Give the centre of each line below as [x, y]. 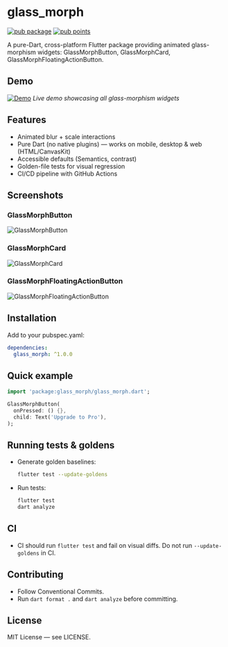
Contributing [35, 574]
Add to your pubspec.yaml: [46, 335]
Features [27, 120]
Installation [32, 318]
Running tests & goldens [61, 445]
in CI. [48, 553]
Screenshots [35, 195]
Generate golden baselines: [56, 462]
